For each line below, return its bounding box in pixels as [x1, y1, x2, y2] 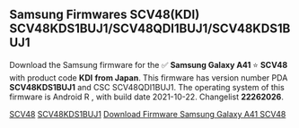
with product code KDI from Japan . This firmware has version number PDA [9, 72, 288, 83]
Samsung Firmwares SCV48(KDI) [9, 7, 200, 22]
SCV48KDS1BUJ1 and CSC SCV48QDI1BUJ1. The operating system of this [9, 81, 285, 92]
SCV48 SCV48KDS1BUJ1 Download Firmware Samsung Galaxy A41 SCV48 [9, 108, 286, 119]
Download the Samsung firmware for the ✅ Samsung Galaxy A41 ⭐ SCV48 [9, 59, 288, 70]
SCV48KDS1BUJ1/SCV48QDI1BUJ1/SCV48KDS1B [9, 21, 291, 37]
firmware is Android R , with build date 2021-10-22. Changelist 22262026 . [9, 91, 285, 102]
